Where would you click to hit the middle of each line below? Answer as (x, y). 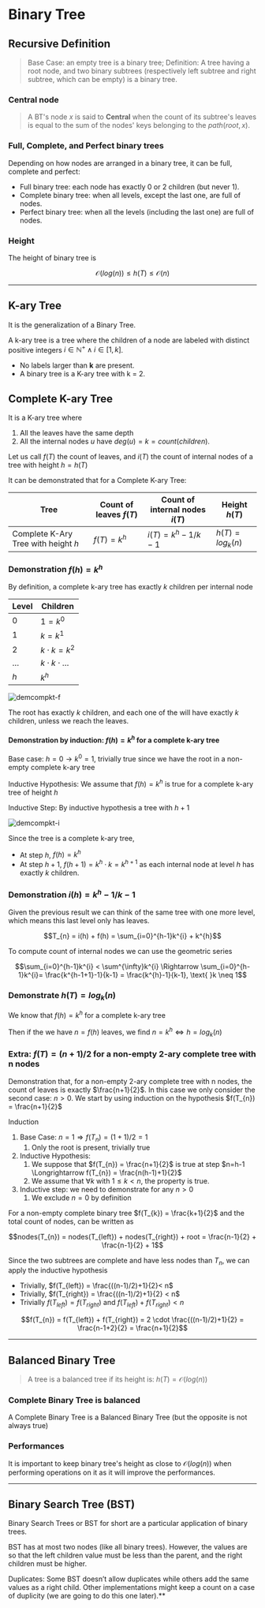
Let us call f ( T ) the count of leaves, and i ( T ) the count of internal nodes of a (131, 457)
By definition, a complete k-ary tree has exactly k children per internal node (131, 587)
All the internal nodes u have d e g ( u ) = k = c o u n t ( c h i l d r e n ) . (115, 441)
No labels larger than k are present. (77, 365)
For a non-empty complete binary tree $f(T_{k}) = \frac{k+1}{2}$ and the (126, 1213)
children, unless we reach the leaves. (69, 720)
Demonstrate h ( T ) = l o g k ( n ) (62, 996)
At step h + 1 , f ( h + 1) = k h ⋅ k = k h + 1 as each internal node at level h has (137, 864)
